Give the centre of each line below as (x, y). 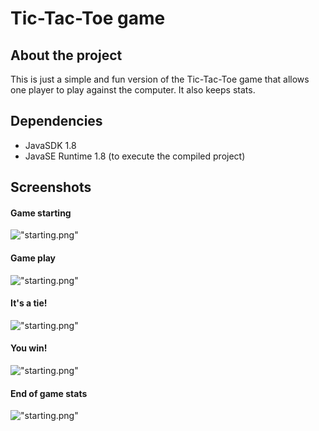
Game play (33, 258)
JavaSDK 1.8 (50, 145)
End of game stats (49, 393)
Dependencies (56, 121)
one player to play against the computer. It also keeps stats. (133, 90)
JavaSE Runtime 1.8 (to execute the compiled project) (135, 156)
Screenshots (51, 187)
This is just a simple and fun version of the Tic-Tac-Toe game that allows (160, 79)
